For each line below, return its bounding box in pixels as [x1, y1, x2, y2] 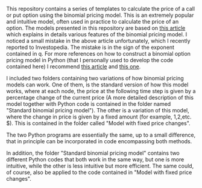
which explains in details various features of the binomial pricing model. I [6, 31, 188, 38]
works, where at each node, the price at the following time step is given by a [6, 88, 196, 94]
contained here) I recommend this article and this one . [6, 63, 141, 70]
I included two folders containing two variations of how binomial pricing [6, 75, 184, 82]
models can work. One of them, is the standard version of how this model [6, 81, 189, 88]
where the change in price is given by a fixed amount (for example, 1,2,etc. [6, 113, 192, 120]
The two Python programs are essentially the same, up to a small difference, [6, 131, 196, 138]
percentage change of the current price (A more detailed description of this [6, 94, 194, 101]
